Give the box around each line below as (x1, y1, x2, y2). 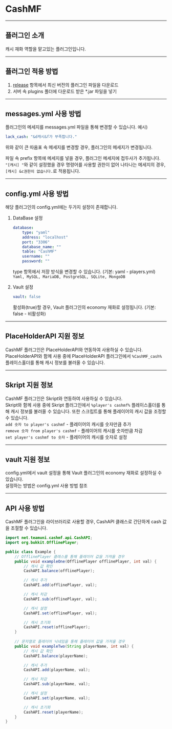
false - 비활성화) (12, 311, 46, 317)
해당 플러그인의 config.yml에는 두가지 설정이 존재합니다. (5, 204, 118, 210)
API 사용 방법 (5, 504, 45, 513)
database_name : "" (22, 244, 61, 249)
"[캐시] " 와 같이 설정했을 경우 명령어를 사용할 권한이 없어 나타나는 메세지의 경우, (5, 161, 166, 168)
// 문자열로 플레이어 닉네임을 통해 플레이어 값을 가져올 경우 (14, 639, 125, 644)
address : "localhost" (22, 234, 68, 240)
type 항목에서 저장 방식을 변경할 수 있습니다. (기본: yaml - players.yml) (12, 268, 156, 275)
